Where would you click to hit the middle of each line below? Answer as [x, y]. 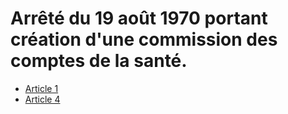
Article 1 [41, 88]
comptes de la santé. [99, 61]
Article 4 [42, 99]
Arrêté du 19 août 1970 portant [139, 18]
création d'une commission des [144, 39]
